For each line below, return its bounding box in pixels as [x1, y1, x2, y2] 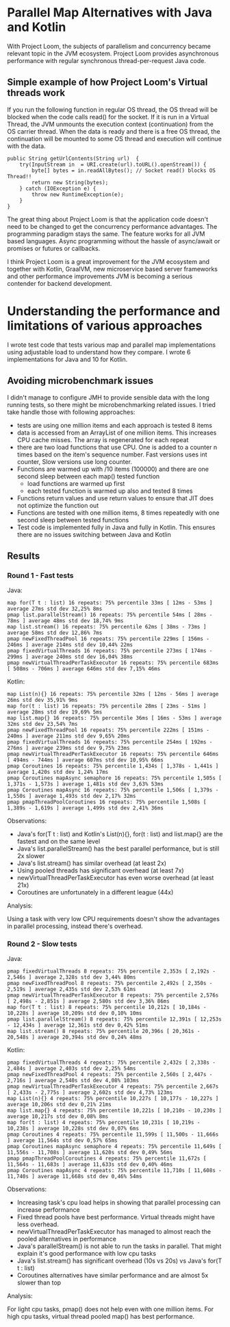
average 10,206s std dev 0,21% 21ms [7, 1101, 112, 1108]
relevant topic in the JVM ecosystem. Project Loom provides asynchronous [7, 49, 219, 58]
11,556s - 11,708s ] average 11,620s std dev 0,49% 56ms [7, 1149, 173, 1156]
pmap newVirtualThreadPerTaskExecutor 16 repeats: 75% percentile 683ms [7, 659, 219, 666]
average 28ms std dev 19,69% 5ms [7, 709, 103, 716]
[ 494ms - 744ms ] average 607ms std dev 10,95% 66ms [7, 757, 164, 764]
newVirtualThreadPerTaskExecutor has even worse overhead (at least [16, 874, 214, 882]
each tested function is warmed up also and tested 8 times [27, 487, 193, 495]
